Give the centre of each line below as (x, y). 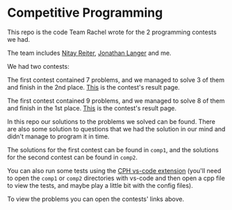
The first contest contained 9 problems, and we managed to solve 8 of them (116, 100)
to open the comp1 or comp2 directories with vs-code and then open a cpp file (116, 178)
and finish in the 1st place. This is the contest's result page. (92, 108)
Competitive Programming (85, 13)
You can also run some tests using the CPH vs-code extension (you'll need (114, 170)
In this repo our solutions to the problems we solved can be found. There (111, 121)
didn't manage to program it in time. (58, 136)
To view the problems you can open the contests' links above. (96, 199)
